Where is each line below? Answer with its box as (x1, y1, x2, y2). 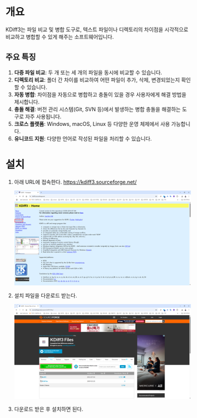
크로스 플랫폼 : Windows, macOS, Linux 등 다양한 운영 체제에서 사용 (14, 120, 170, 127)
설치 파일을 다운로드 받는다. (14, 292, 78, 299)
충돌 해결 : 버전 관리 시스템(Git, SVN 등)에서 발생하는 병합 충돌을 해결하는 (14, 105, 181, 112)
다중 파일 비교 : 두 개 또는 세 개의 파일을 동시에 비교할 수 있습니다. (14, 69, 162, 76)
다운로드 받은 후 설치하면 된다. (14, 405, 84, 412)
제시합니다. (14, 98, 40, 105)
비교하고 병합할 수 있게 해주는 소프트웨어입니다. (5, 33, 114, 40)
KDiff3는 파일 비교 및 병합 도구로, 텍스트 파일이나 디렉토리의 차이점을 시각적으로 (5, 26, 189, 33)
